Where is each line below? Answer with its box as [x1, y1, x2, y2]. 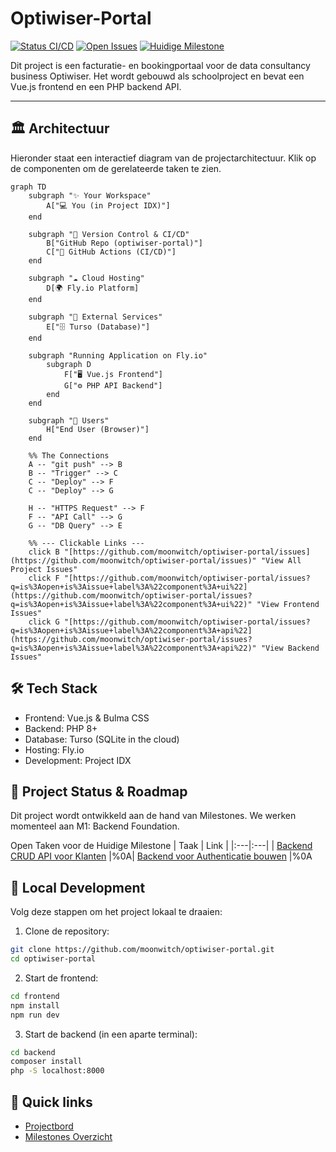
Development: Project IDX [24, 754, 132, 766]
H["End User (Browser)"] [46, 424, 150, 434]
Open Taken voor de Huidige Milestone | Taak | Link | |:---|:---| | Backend [10, 840, 313, 852]
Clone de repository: [24, 925, 110, 937]
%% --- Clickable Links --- [28, 538, 145, 548]
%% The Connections [28, 450, 110, 461]
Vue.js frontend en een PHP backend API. [10, 80, 182, 92]
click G [28, 617, 60, 627]
